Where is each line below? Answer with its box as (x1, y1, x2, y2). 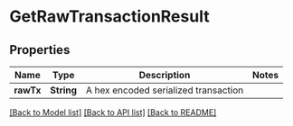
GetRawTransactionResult (9, 6, 210, 27)
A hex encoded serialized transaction (85, 84, 244, 96)
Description (138, 69, 191, 81)
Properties (9, 42, 71, 58)
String (49, 84, 78, 96)
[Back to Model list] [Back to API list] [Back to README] (9, 107, 217, 118)
